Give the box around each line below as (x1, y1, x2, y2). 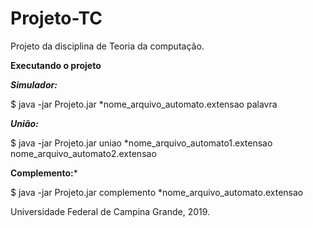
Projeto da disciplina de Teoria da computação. (10, 40, 205, 52)
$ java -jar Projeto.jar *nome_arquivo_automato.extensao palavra (10, 98, 278, 110)
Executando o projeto (10, 59, 102, 71)
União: (10, 117, 39, 129)
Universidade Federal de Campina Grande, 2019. (10, 205, 211, 217)
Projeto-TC (10, 7, 103, 30)
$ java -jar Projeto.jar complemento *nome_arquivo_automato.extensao (10, 186, 304, 198)
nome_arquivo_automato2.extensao (10, 147, 157, 159)
